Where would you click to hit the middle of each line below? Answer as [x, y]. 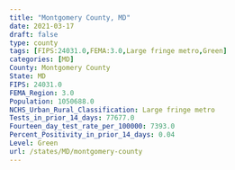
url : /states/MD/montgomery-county [76, 151]
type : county [34, 43]
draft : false [34, 34]
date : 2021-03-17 [42, 26]
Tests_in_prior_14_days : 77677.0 [72, 118]
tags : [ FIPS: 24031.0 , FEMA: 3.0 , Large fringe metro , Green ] [118, 51]
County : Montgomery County [60, 68]
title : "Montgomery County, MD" [70, 18]
